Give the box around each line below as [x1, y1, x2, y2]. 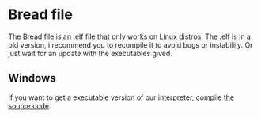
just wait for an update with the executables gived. [8, 48, 172, 58]
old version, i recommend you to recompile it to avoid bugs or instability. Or [8, 40, 253, 49]
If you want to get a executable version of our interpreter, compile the [8, 93, 235, 102]
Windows [8, 71, 56, 85]
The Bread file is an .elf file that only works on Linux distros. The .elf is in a [8, 32, 252, 41]
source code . [8, 101, 51, 110]
